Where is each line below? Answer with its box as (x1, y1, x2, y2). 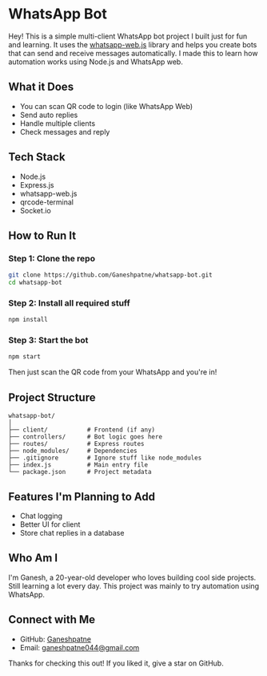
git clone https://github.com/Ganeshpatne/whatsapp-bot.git (8, 271, 213, 279)
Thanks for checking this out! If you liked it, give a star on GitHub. (8, 658, 224, 668)
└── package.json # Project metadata (8, 468, 152, 476)
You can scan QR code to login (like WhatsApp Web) (19, 101, 193, 111)
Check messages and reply (19, 127, 110, 136)
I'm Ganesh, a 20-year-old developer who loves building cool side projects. (8, 573, 257, 582)
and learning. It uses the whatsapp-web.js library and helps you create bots (8, 39, 257, 49)
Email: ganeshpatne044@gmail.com (19, 642, 140, 652)
